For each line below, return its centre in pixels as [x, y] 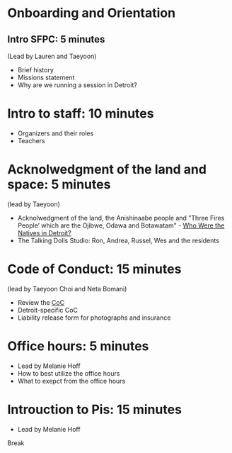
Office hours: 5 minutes [78, 346]
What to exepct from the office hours [71, 381]
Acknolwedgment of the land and [107, 170]
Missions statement [46, 77]
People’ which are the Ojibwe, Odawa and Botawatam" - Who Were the [121, 225]
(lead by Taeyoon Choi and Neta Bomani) [67, 289]
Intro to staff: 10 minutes [81, 114]
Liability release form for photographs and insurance [94, 318]
